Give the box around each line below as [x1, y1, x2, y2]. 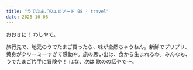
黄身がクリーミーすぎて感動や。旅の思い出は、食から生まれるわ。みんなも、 [6, 50, 191, 57]
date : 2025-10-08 [6, 14, 49, 20]
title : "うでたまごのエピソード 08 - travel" [6, 8, 109, 15]
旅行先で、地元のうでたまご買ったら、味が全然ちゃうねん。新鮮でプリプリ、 [6, 43, 190, 50]
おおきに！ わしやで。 [6, 30, 59, 38]
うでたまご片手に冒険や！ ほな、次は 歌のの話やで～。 [6, 58, 137, 65]
